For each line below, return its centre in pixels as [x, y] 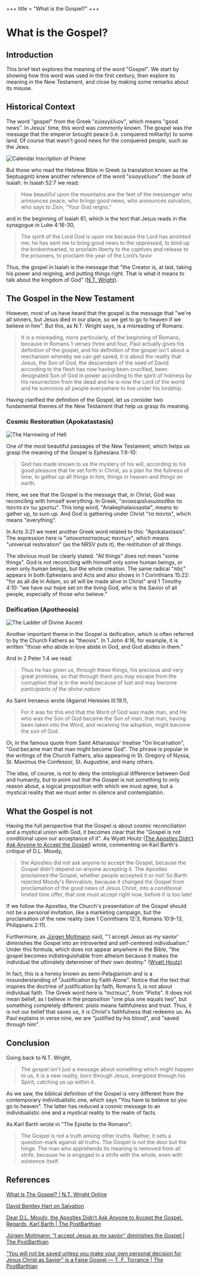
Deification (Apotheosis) [43, 609]
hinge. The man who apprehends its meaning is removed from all [101, 1148]
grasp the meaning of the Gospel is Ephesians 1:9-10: [72, 452]
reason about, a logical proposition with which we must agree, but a [90, 786]
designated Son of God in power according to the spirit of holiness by [106, 375]
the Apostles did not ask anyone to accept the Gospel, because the [103, 863]
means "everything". [31, 520]
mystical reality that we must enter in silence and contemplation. [85, 793]
